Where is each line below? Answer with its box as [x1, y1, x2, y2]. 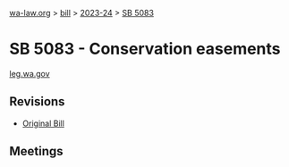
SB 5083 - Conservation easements [9, 39, 281, 59]
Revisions [9, 94, 65, 110]
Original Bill [21, 118, 65, 129]
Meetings [9, 144, 64, 159]
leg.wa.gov [9, 68, 51, 79]
